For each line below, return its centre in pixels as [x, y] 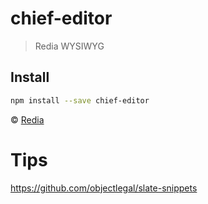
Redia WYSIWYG [69, 46]
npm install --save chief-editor [80, 100]
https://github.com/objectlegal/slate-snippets [104, 188]
